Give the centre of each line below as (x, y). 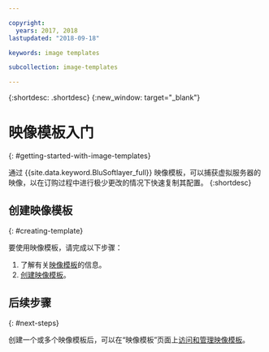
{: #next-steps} (34, 323)
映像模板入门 (52, 133)
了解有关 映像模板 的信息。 (63, 264)
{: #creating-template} (46, 230)
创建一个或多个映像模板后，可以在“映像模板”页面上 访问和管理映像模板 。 (129, 339)
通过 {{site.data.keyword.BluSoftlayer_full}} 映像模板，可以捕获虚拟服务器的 (135, 173)
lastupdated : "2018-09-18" (54, 38)
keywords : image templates (54, 53)
